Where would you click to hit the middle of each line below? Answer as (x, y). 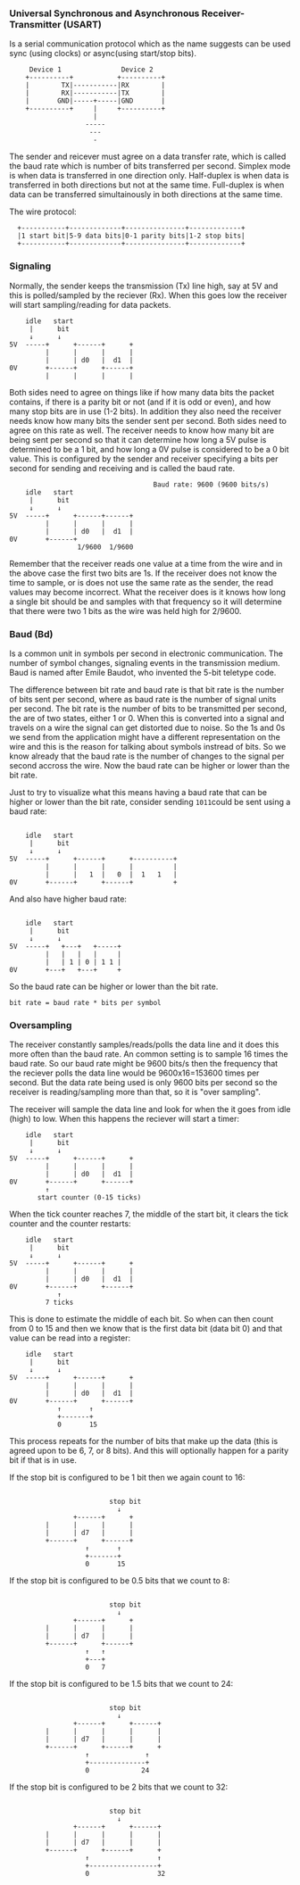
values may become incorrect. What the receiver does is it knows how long (147, 592)
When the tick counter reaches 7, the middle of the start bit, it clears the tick (149, 1214)
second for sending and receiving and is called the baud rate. (122, 468)
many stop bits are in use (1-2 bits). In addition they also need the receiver (146, 411)
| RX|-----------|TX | (96, 93)
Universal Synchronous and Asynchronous (104, 13)
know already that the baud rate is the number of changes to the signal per (147, 756)
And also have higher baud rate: (68, 899)
